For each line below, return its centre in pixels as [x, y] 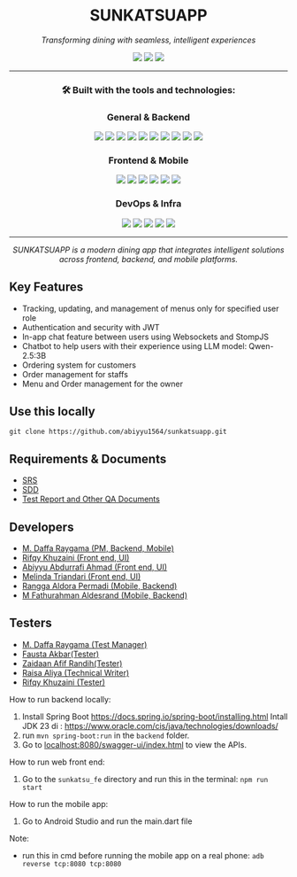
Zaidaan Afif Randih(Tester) [72, 663]
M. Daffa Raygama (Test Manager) [84, 644]
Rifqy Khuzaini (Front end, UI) [76, 558]
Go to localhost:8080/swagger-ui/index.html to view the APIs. [134, 744]
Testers [30, 623]
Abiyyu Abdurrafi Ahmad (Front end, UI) [95, 567]
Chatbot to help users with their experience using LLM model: [134, 345]
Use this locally [52, 411]
